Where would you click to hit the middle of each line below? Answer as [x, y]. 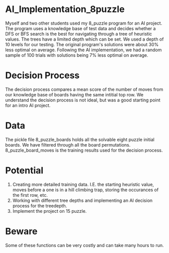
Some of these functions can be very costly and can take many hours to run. [85, 245]
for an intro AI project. [28, 105]
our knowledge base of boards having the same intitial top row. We [74, 94]
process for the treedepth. [40, 206]
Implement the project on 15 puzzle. [50, 211]
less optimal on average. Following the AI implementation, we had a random [83, 50]
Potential [24, 170]
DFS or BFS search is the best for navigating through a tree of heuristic [79, 34]
